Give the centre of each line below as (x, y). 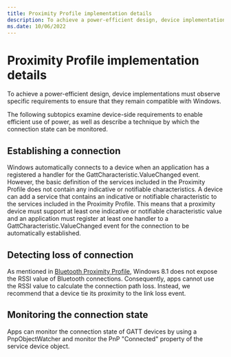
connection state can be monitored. (57, 129)
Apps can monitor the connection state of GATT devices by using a (102, 332)
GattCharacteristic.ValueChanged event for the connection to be (98, 226)
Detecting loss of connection (70, 255)
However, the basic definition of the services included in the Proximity (106, 182)
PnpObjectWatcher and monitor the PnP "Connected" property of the (105, 338)
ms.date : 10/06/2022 (37, 26)
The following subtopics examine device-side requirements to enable (105, 115)
